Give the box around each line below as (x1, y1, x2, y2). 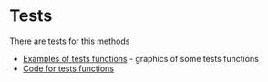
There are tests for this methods (9, 36, 130, 46)
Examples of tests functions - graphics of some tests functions (22, 53, 260, 64)
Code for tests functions (22, 63, 114, 74)
